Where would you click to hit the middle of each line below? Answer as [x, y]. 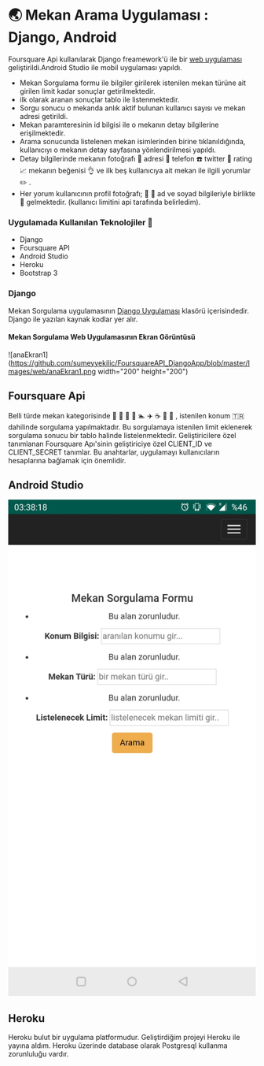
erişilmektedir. [42, 133]
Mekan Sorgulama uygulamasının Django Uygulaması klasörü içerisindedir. [129, 310]
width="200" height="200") [143, 371]
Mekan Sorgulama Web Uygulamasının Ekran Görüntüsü [102, 337]
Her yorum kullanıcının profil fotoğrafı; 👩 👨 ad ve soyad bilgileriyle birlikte [137, 193]
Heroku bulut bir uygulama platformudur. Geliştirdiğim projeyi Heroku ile [124, 1038]
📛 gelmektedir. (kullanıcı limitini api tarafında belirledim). [110, 202]
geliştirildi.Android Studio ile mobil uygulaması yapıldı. [95, 67]
